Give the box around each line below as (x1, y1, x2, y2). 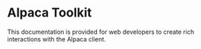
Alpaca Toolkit (7, 5, 92, 21)
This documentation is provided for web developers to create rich (7, 28, 195, 36)
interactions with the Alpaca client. (7, 35, 106, 43)
